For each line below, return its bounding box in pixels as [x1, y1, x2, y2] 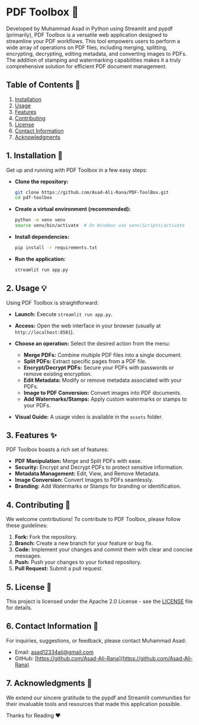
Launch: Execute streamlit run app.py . [14, 311, 113, 318]
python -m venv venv [14, 217, 66, 223]
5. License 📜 [6, 582, 52, 592]
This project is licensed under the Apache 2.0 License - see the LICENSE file [6, 598, 193, 605]
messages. [14, 552, 42, 560]
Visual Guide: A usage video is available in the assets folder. [14, 413, 163, 420]
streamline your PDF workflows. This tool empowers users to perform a [6, 37, 181, 44]
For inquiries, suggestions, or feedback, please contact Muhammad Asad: [6, 637, 187, 644]
